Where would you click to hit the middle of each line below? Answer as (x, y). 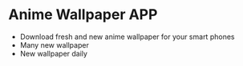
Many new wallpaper (55, 45)
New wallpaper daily (54, 53)
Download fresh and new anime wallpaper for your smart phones (127, 37)
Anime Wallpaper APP (83, 15)
